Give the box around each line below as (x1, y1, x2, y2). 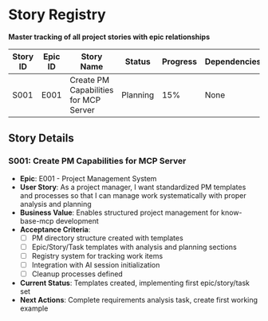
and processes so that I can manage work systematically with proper (19, 190, 247, 200)
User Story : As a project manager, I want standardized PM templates (19, 182, 246, 192)
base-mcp (19, 216, 54, 225)
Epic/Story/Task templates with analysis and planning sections (31, 242, 237, 252)
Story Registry (8, 6, 106, 24)
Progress (162, 56, 198, 67)
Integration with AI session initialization (31, 260, 160, 269)
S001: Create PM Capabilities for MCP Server (8, 156, 187, 167)
